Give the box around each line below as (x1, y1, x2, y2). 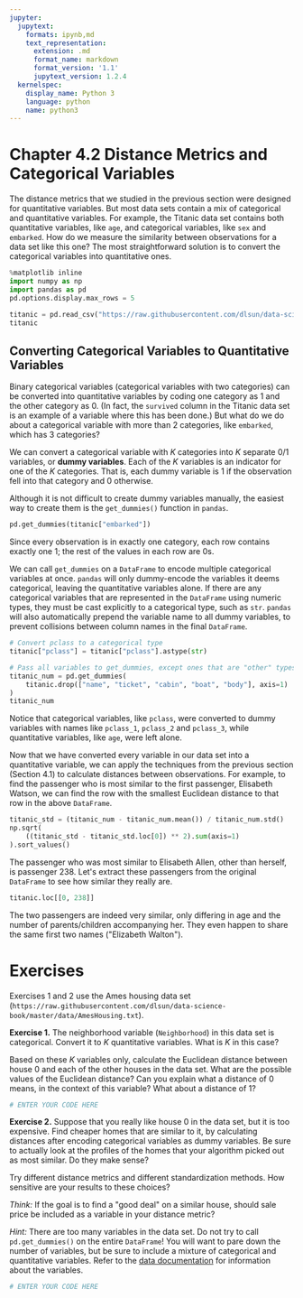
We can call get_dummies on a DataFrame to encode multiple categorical (9, 563, 271, 574)
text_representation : (25, 38, 106, 48)
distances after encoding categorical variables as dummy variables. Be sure (9, 1136, 291, 1146)
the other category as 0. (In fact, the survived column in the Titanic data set (9, 401, 290, 412)
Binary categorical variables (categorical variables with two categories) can (9, 381, 290, 393)
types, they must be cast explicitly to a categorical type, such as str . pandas (9, 602, 291, 613)
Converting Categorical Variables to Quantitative (9, 343, 289, 358)
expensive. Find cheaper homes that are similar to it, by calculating (9, 1126, 258, 1137)
